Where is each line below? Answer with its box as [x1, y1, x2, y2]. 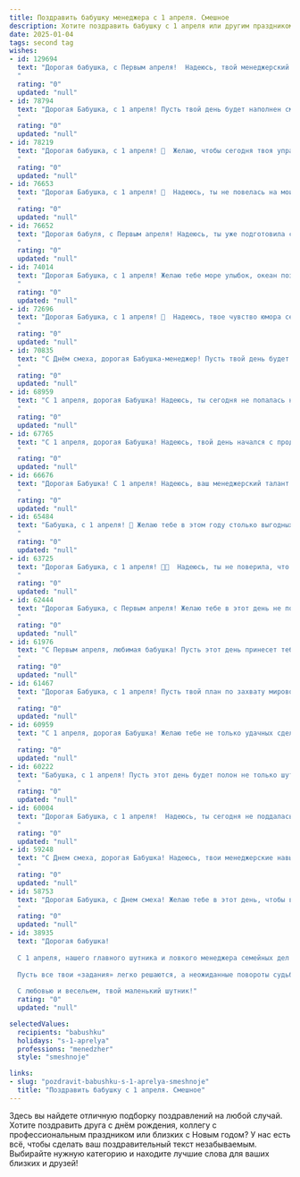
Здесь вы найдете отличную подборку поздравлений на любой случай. [9, 1110, 283, 1121]
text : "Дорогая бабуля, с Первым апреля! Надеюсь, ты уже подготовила [17, 229, 286, 238]
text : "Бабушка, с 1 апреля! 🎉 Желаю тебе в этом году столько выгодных [17, 521, 294, 530]
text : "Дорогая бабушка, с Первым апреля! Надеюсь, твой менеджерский [17, 64, 290, 72]
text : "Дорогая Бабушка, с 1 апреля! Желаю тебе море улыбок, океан [17, 271, 278, 280]
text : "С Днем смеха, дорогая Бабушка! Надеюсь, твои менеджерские [17, 854, 274, 863]
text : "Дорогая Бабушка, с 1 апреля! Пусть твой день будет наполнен [17, 105, 281, 114]
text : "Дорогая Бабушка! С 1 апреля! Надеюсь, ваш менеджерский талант [17, 479, 290, 488]
